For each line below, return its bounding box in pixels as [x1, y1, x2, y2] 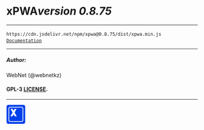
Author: [6, 56, 27, 63]
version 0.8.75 [37, 4, 112, 18]
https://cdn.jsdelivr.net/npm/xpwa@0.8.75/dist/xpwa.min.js [6, 31, 162, 37]
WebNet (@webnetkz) [6, 71, 62, 78]
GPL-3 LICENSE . [6, 85, 49, 92]
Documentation [6, 38, 42, 44]
